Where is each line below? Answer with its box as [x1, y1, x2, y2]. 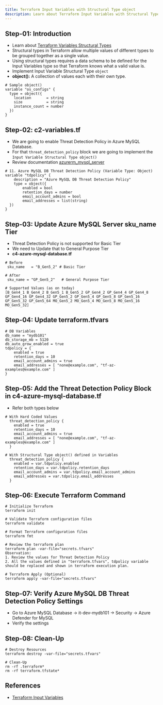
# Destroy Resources [5, 647, 47, 652]
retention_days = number [22, 190, 73, 195]
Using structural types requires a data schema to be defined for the [12, 58, 147, 64]
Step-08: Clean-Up [5, 634, 65, 642]
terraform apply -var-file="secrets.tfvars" [5, 576, 97, 581]
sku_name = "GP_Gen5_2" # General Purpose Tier [7, 277, 110, 282]
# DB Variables [5, 329, 36, 334]
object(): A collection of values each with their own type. [12, 73, 126, 79]
